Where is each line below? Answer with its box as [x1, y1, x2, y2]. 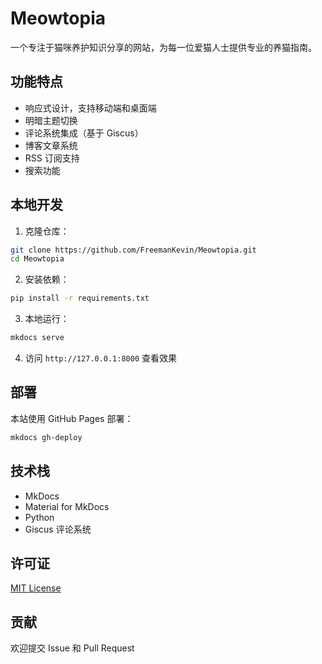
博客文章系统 [24, 139, 78, 151]
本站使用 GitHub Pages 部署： [10, 412, 134, 424]
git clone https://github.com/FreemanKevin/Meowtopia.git [10, 245, 257, 255]
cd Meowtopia [10, 254, 65, 264]
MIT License [10, 582, 62, 594]
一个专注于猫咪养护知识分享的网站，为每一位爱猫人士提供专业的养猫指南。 [10, 41, 317, 53]
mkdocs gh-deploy [10, 432, 83, 442]
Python [24, 511, 55, 523]
